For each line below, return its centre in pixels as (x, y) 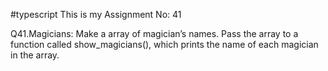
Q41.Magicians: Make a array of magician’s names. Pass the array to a (154, 33)
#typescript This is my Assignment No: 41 (96, 14)
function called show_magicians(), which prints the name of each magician (164, 44)
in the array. (35, 55)
